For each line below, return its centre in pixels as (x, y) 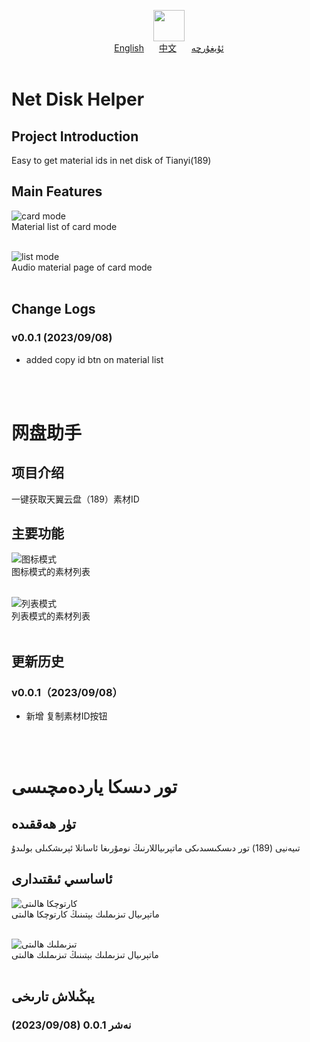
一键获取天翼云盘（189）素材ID (75, 499)
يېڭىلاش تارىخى (53, 996)
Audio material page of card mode (82, 267)
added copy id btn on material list (94, 359)
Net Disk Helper (78, 99)
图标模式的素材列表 (51, 572)
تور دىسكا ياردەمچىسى (94, 787)
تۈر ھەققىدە (44, 823)
